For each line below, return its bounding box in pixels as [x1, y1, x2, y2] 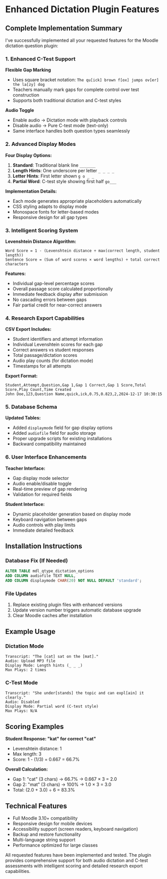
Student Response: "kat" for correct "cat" [5, 736, 96, 742]
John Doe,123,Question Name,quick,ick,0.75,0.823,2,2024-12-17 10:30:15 [5, 391, 162, 397]
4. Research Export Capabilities [5, 314, 85, 321]
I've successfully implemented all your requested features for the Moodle [5, 37, 158, 43]
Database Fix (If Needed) [5, 557, 68, 564]
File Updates [5, 590, 37, 597]
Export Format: [5, 373, 38, 379]
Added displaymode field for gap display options [12, 425, 113, 431]
